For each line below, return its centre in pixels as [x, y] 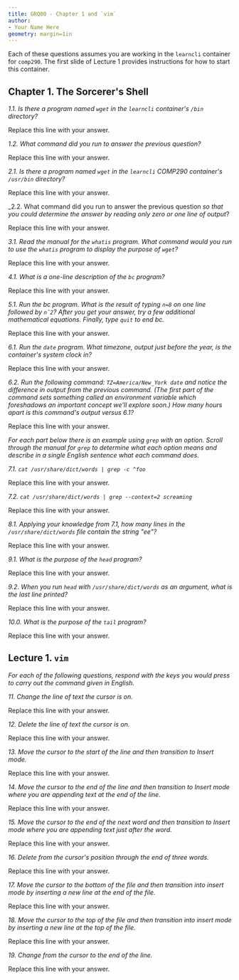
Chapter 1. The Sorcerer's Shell [78, 91]
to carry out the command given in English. [71, 683]
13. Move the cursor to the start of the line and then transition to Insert [111, 752]
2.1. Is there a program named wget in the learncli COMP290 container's [115, 172]
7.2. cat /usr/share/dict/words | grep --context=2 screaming [100, 497]
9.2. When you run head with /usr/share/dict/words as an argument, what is [120, 587]
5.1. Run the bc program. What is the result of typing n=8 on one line [107, 305]
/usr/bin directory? [37, 179]
